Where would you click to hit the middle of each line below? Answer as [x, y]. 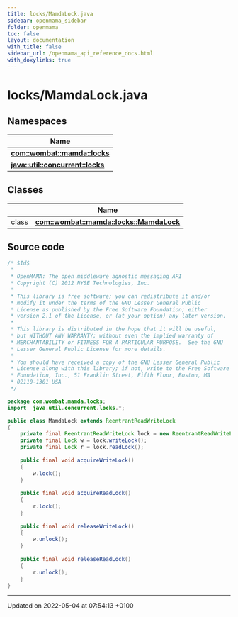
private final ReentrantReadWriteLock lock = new [95, 434]
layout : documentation [41, 40]
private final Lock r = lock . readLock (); [82, 448]
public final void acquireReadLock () [76, 494]
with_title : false [34, 47]
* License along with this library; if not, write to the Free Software [120, 369]
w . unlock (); [51, 540]
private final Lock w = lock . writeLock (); [84, 440]
